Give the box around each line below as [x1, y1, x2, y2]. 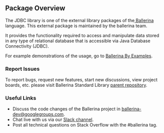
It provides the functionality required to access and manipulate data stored [5, 32, 159, 38]
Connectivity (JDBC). [5, 43, 49, 49]
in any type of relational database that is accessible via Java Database [5, 38, 150, 44]
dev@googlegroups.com [12, 111, 64, 117]
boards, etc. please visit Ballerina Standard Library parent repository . [5, 82, 147, 88]
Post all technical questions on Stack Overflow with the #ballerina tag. [12, 122, 157, 128]
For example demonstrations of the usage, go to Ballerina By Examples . [5, 53, 153, 59]
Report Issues [5, 65, 40, 72]
